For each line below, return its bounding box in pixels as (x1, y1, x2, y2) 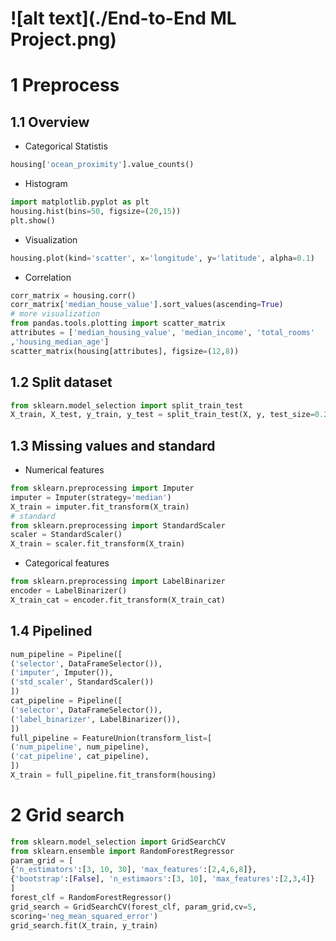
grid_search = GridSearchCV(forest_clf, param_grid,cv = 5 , (10, 902, 257, 912)
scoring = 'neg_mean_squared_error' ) (10, 911, 159, 921)
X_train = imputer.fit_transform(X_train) (10, 502, 190, 512)
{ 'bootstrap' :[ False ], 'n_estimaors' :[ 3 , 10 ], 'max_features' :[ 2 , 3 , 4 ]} (10, 874, 315, 884)
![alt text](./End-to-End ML (10, 7, 237, 30)
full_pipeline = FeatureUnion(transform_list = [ (10, 733, 213, 743)
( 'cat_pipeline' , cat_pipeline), (10, 752, 150, 762)
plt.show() (10, 215, 56, 226)
